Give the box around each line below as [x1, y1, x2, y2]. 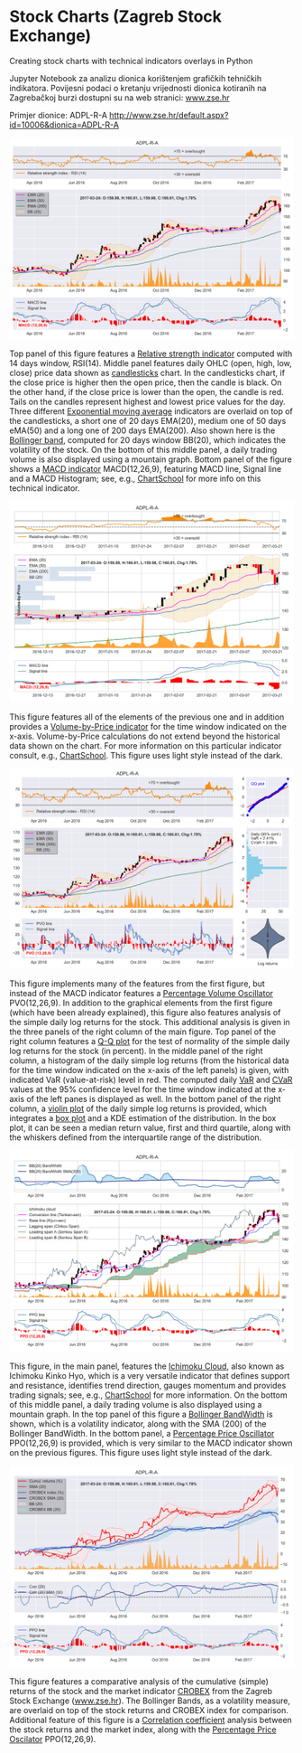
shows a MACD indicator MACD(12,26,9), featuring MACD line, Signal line [9, 463, 282, 474]
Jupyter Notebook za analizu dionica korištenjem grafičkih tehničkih [9, 72, 262, 83]
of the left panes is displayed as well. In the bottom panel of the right [26, 1094, 281, 1105]
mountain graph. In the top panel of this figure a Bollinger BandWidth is [9, 1409, 273, 1420]
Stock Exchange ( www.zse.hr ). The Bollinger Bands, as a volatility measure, [9, 1695, 291, 1706]
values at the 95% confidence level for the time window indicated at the [9, 1084, 277, 1095]
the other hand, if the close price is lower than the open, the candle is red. [9, 386, 284, 397]
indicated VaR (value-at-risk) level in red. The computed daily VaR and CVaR [9, 1074, 293, 1086]
